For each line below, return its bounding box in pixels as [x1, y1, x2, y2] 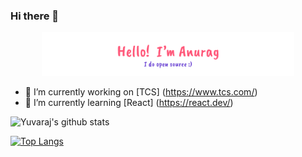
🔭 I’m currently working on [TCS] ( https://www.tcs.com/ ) [24, 86, 258, 98]
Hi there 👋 [10, 9, 60, 23]
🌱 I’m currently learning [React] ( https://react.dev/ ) [24, 97, 234, 109]
